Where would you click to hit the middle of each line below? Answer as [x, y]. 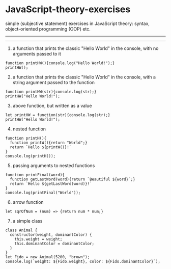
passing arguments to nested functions [54, 165]
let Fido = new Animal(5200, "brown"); [48, 257]
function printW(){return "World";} [49, 143]
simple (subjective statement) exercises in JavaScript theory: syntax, [78, 23]
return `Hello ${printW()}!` [41, 147]
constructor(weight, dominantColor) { [51, 235]
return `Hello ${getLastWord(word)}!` [51, 184]
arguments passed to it [37, 53]
